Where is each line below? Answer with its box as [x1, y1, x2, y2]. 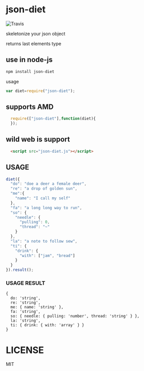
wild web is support [6, 135, 70, 144]
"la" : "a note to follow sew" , [10, 238, 78, 244]
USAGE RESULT [6, 279, 46, 286]
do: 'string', [10, 295, 41, 301]
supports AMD [6, 102, 53, 111]
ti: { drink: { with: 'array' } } [10, 323, 84, 328]
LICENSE [6, 344, 44, 356]
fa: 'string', [10, 309, 41, 314]
